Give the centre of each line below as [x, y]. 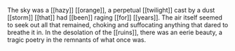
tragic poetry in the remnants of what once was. [76, 40]
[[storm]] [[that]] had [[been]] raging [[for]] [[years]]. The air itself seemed [115, 17]
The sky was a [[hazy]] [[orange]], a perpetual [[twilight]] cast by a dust [111, 10]
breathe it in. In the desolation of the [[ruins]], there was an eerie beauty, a [115, 32]
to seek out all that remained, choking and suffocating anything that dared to [118, 25]
